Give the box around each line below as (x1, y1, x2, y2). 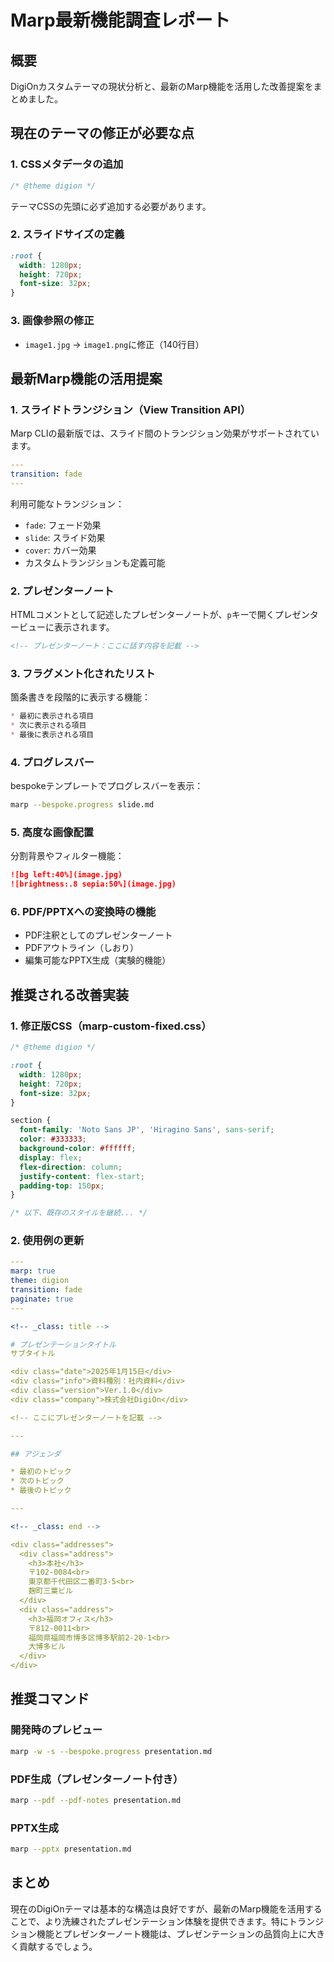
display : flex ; (19, 1152, 83, 1163)
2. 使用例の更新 (10, 1234, 85, 1248)
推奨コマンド (10, 1691, 90, 1708)
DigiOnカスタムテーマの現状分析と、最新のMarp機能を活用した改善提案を (10, 81, 314, 92)
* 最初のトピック (10, 1467, 72, 1477)
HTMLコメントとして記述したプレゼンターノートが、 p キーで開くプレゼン (10, 609, 310, 621)
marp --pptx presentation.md (10, 1844, 132, 1855)
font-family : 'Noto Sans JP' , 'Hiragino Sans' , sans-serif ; (19, 1125, 275, 1135)
